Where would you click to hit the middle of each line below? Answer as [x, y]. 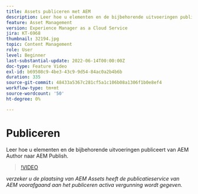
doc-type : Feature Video [37, 66]
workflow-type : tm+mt [33, 88]
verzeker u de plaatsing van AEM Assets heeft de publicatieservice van [93, 178]
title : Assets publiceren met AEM [49, 11]
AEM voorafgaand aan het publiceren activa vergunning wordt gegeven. [94, 185]
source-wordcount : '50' [35, 93]
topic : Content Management [39, 45]
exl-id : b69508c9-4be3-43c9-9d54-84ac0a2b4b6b [64, 72]
